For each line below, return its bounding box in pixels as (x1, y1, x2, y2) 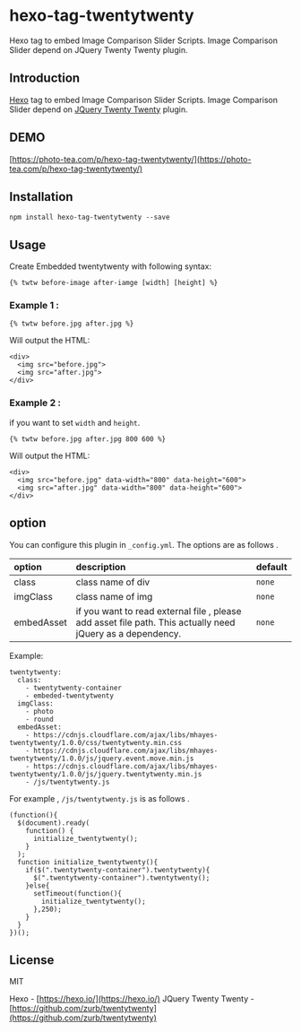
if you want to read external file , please (75, 604, 242, 617)
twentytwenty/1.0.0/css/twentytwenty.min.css (9, 738, 182, 747)
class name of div (75, 576, 150, 588)
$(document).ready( (17, 818, 90, 828)
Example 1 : (9, 299, 60, 312)
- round (25, 715, 54, 724)
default (255, 560, 288, 573)
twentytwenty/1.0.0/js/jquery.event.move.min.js (9, 754, 194, 763)
